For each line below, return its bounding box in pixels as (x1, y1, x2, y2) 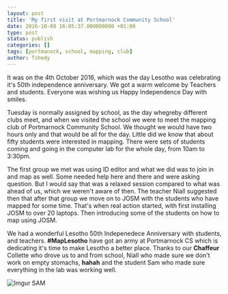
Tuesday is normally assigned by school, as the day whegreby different (7, 108, 208, 116)
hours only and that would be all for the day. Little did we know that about (7, 130, 214, 138)
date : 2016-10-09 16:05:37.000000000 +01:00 (7, 23, 136, 29)
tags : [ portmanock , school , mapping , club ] (7, 49, 133, 55)
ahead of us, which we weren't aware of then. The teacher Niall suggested (7, 187, 217, 195)
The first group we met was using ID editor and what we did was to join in (7, 165, 214, 173)
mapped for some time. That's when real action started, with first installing (7, 201, 216, 209)
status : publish (7, 36, 53, 42)
